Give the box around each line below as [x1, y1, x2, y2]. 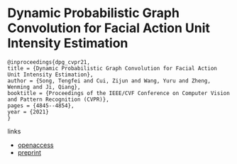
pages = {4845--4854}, [7, 102, 75, 109]
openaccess [17, 141, 54, 149]
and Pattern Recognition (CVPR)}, [7, 96, 110, 103]
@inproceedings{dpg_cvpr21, [7, 58, 91, 65]
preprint [17, 148, 41, 157]
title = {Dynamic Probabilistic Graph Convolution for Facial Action [7, 65, 218, 72]
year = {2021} [7, 108, 50, 115]
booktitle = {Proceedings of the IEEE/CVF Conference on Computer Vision [7, 89, 231, 97]
